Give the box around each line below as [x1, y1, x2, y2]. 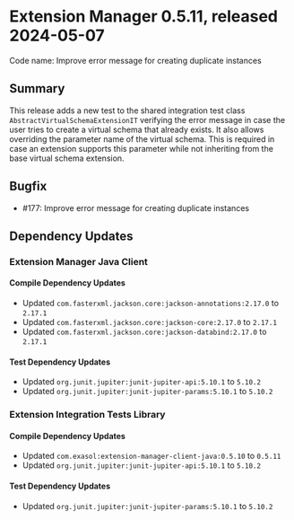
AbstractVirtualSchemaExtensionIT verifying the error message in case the [9, 114, 285, 125]
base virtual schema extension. [9, 153, 125, 163]
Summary [9, 81, 65, 96]
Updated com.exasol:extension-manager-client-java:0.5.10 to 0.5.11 [22, 451, 281, 462]
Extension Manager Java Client [9, 255, 148, 268]
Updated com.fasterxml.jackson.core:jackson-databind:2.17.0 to [22, 326, 267, 338]
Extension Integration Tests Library [9, 409, 166, 421]
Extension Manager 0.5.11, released [9, 6, 278, 27]
